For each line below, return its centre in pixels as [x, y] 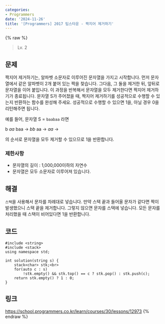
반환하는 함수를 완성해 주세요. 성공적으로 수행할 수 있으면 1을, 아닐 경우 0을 [86, 102]
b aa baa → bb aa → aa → [32, 129]
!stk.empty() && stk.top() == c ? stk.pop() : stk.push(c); [86, 274]
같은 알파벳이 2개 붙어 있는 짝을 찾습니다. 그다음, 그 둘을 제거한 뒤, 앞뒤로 [89, 84]
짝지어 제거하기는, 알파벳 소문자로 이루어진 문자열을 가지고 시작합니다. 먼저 [78, 77]
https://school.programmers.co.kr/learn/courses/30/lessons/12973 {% [77, 311]
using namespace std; [28, 252]
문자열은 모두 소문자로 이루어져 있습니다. [51, 171]
